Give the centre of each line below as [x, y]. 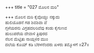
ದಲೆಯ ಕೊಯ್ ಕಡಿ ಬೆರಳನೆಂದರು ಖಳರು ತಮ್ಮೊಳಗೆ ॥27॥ [47, 44]
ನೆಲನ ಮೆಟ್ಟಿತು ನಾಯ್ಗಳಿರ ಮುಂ [26, 39]
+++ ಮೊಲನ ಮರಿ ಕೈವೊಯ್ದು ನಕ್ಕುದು [33, 17]
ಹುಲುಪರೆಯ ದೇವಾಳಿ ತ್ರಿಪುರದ [26, 33]
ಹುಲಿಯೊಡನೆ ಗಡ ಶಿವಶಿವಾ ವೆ [26, 22]
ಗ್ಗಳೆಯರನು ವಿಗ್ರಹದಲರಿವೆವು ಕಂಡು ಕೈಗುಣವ [36, 28]
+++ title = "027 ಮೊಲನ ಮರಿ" [32, 7]
